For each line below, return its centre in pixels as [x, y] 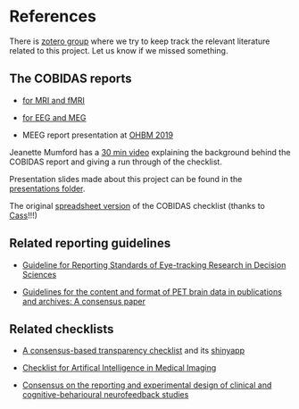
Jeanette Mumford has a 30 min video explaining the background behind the [150, 152]
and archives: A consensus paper [83, 301]
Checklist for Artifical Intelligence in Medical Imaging [119, 368]
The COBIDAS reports [71, 79]
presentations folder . [47, 188]
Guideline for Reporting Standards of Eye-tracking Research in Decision [154, 264]
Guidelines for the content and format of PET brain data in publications [152, 291]
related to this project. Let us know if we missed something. [119, 50]
